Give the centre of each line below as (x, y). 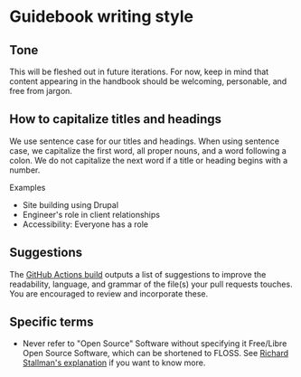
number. (25, 170)
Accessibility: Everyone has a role (85, 224)
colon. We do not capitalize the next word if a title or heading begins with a (149, 160)
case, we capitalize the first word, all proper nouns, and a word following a (148, 150)
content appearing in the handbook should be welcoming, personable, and (148, 81)
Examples (28, 187)
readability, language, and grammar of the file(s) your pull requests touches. (151, 284)
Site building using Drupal (71, 204)
